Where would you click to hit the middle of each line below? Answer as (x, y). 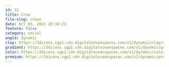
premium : (14, 57)
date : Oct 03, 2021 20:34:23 (36, 24)
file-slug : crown (23, 19)
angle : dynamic (21, 38)
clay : (11, 43)
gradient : (16, 47)
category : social (23, 33)
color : (12, 52)
